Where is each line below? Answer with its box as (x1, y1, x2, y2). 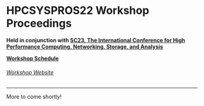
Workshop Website (6, 68, 54, 76)
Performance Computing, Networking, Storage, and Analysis (6, 43, 163, 50)
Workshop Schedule (6, 55, 59, 62)
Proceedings (6, 16, 72, 30)
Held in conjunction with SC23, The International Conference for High (6, 36, 185, 44)
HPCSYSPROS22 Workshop (6, 4, 150, 18)
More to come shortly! (6, 93, 62, 101)
